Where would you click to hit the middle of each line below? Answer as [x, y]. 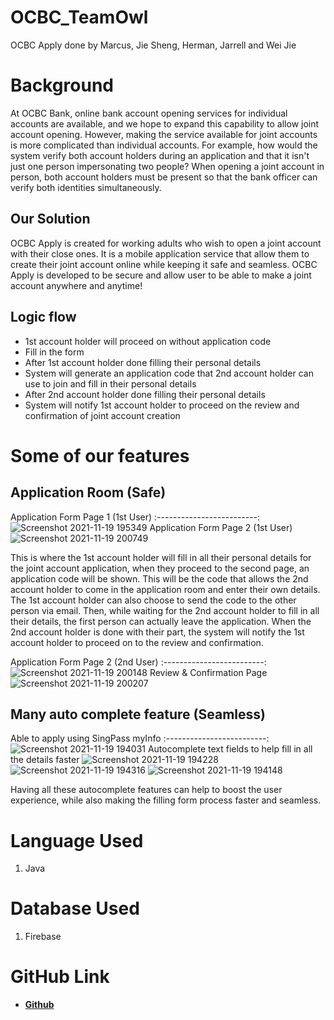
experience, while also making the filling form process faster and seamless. [166, 800]
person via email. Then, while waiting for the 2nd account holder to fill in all [165, 610]
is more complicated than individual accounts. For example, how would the [164, 145]
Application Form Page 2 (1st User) [221, 527]
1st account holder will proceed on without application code [148, 341]
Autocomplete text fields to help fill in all [230, 749]
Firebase [43, 937]
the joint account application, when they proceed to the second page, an [160, 568]
